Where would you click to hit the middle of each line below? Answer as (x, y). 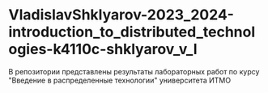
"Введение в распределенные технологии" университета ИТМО (120, 80)
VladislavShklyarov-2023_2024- (121, 15)
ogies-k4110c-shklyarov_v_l (103, 49)
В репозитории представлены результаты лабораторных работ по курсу (134, 71)
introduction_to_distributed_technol (132, 32)
